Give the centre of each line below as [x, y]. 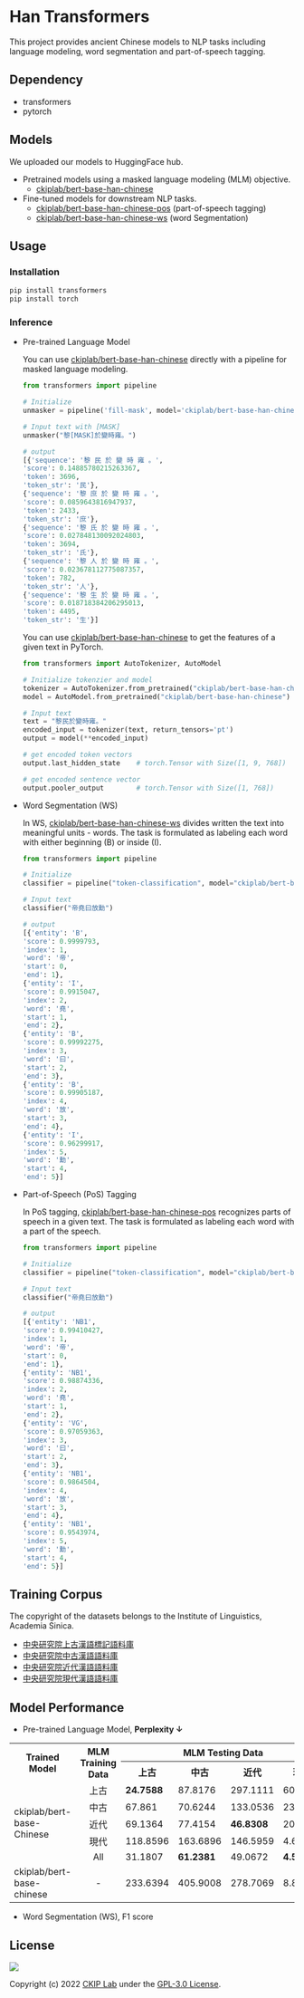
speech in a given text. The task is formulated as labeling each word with [158, 1222]
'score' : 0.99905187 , [63, 1093]
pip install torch [44, 299]
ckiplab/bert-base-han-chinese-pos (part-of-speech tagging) [151, 208]
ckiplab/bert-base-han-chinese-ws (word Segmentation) [142, 217]
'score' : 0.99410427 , [63, 1330]
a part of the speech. [62, 1231]
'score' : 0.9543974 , [61, 1532]
